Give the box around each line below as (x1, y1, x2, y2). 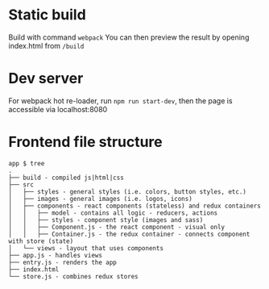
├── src (8, 180, 35, 189)
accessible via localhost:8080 (8, 104, 108, 114)
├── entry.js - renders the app (8, 258, 117, 266)
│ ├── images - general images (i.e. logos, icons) (8, 195, 193, 203)
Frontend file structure (8, 133, 163, 151)
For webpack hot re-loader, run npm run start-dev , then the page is (8, 95, 233, 106)
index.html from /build (8, 40, 85, 50)
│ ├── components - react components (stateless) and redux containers (8, 202, 262, 210)
